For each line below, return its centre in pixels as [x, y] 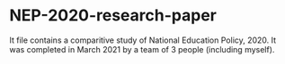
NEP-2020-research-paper [113, 16]
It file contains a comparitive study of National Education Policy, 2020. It [143, 40]
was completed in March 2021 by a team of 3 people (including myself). [142, 49]
